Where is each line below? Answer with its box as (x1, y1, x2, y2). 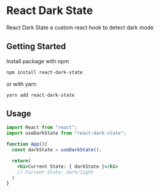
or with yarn (6, 80, 37, 87)
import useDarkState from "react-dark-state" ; (6, 130, 127, 137)
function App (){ (6, 141, 47, 148)
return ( (12, 157, 32, 164)
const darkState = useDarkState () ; (12, 147, 102, 153)
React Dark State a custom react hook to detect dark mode (6, 24, 154, 31)
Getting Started (6, 41, 66, 52)
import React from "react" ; (6, 125, 78, 131)
